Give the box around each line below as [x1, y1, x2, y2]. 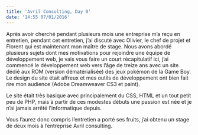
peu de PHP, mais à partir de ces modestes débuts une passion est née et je [6, 98, 192, 105]
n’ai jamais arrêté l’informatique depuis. [6, 104, 102, 111]
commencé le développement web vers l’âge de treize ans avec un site [6, 61, 179, 68]
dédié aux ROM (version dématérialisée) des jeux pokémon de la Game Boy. [6, 68, 191, 75]
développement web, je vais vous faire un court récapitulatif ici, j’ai [6, 55, 169, 62]
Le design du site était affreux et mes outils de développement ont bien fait [6, 74, 189, 81]
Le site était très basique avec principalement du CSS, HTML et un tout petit [6, 92, 191, 99]
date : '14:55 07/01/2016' [6, 14, 70, 20]
